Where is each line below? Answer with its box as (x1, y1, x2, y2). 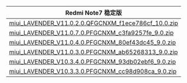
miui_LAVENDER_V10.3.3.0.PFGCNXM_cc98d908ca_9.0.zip (9, 68, 177, 75)
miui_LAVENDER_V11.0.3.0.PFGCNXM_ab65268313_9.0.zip (9, 48, 178, 56)
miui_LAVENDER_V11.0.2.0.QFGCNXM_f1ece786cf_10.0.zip (9, 19, 178, 27)
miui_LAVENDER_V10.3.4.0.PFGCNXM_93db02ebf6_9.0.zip (9, 58, 176, 66)
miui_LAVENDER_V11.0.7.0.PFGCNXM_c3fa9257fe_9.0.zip (9, 29, 174, 37)
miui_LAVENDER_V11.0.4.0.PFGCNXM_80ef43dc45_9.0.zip (9, 39, 176, 46)
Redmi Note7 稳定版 (65, 9, 122, 17)
